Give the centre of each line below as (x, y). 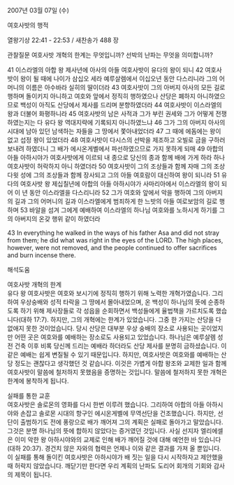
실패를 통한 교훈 (29, 396)
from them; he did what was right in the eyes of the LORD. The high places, (115, 240)
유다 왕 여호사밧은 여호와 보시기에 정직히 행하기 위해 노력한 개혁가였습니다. (109, 293)
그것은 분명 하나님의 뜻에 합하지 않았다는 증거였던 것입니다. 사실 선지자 (103, 431)
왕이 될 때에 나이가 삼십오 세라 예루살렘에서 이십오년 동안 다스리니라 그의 (119, 78)
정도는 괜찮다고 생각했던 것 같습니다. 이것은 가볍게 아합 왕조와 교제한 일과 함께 (120, 363)
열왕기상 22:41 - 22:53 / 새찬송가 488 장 (63, 40)
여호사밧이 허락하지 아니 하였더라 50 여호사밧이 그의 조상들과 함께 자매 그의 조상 (116, 166)
